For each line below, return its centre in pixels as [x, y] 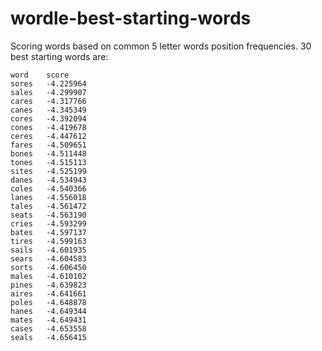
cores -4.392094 [48, 118]
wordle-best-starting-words [131, 18]
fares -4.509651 [48, 145]
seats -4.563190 [48, 215]
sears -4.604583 [48, 258]
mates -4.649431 [48, 320]
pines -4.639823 [48, 285]
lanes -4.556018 [48, 197]
